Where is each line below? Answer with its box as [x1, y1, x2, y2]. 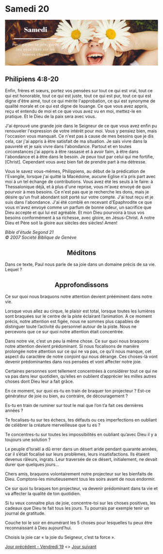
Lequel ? [5, 267, 22, 273]
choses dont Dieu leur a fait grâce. [5, 378, 74, 384]
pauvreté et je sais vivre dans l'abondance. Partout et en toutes [5, 144, 132, 149]
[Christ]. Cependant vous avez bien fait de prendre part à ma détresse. [5, 159, 147, 165]
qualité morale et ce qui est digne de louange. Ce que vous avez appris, [5, 103, 148, 109]
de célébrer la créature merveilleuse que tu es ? [5, 422, 100, 428]
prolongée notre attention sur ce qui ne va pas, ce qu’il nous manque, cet [5, 348, 152, 354]
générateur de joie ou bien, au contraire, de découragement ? [5, 393, 128, 399]
